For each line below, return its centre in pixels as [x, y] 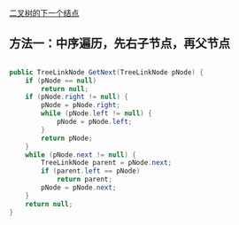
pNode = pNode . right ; [81, 105]
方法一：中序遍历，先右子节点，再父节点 [119, 44]
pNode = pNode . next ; [79, 188]
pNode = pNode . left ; [94, 122]
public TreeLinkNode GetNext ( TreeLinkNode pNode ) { [106, 72]
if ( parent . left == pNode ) [91, 171]
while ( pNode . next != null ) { [81, 155]
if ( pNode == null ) [61, 81]
